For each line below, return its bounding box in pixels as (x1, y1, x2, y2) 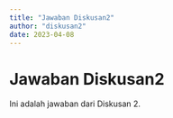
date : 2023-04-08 (9, 30, 75, 39)
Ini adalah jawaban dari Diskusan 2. (9, 98, 141, 109)
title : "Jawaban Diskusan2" (9, 13, 115, 23)
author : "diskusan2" (9, 22, 87, 31)
